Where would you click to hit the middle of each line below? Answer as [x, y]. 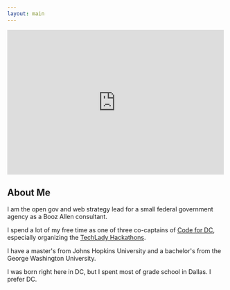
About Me [29, 193]
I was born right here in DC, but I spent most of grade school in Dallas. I [109, 272]
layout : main [26, 14]
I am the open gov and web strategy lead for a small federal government [110, 209]
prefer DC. [22, 280]
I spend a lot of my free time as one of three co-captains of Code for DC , [111, 230]
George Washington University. [52, 259]
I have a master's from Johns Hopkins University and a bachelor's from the [114, 251]
